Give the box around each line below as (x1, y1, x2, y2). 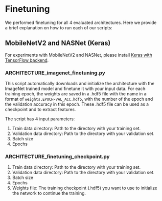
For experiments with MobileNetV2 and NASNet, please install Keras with (5, 52, 153, 58)
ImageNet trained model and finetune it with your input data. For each (5, 86, 146, 91)
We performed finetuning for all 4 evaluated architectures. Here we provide (5, 20, 157, 25)
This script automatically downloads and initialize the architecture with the (5, 81, 155, 87)
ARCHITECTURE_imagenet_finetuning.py (5, 69, 105, 76)
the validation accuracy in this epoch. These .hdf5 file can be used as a (5, 101, 149, 107)
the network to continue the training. (12, 190, 86, 196)
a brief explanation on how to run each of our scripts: (5, 24, 113, 30)
